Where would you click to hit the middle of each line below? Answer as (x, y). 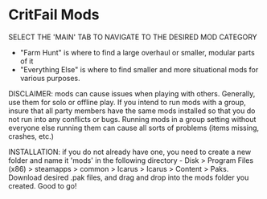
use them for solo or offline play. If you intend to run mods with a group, (127, 102)
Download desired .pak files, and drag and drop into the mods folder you (129, 177)
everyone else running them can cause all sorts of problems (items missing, (134, 128)
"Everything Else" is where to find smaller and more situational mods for (139, 69)
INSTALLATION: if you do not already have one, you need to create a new (130, 152)
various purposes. (50, 78)
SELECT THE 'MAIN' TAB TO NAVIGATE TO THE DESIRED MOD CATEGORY (133, 37)
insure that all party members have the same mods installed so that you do (132, 111)
